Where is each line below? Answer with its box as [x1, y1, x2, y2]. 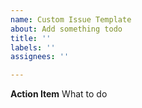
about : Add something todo [10, 24, 123, 34]
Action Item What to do [10, 88, 108, 100]
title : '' [10, 33, 52, 43]
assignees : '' [10, 52, 70, 62]
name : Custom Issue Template [10, 14, 132, 25]
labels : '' [10, 42, 56, 53]
